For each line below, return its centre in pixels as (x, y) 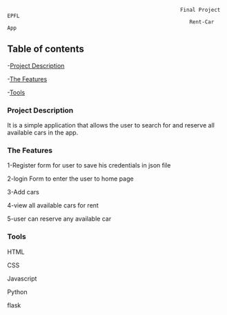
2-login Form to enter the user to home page (70, 179)
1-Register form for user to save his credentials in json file (89, 165)
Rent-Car (202, 22)
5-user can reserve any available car (59, 219)
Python (17, 292)
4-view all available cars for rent (53, 205)
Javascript (22, 278)
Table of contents (46, 49)
